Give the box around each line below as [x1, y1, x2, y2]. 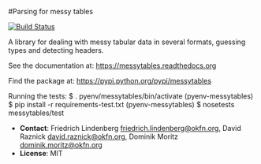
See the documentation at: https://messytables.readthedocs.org [8, 61, 217, 70]
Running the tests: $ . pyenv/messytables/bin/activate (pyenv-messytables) [8, 91, 254, 101]
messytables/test [8, 108, 65, 117]
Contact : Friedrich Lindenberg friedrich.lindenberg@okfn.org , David [19, 124, 242, 132]
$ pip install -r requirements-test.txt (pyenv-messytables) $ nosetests [8, 100, 235, 109]
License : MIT [19, 149, 63, 158]
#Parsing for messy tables [8, 7, 93, 16]
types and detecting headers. [8, 46, 104, 54]
